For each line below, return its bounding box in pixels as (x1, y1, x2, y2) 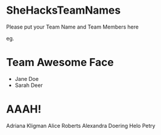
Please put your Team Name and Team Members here (6, 23, 139, 30)
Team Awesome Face (6, 56, 114, 69)
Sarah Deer (14, 81, 43, 89)
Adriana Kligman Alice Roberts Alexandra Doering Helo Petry (6, 122, 156, 129)
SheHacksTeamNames (6, 4, 121, 17)
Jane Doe (14, 75, 39, 82)
